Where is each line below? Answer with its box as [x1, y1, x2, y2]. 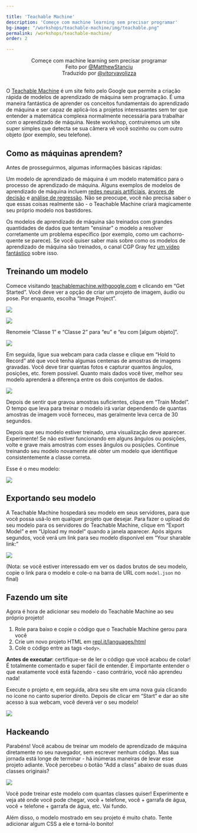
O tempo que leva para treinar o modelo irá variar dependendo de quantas [6, 405, 187, 412]
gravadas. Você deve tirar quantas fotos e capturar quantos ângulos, [6, 363, 173, 370]
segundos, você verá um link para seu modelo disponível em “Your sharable [6, 534, 191, 541]
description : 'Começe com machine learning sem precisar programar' [6, 19, 178, 25]
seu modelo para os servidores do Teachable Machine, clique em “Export [6, 522, 185, 529]
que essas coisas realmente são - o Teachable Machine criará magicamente [6, 200, 192, 207]
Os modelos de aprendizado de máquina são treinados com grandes [6, 218, 173, 225]
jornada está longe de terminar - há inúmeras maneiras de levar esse [6, 755, 174, 762]
